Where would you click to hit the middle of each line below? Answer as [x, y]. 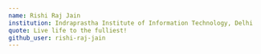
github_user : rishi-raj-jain [57, 38]
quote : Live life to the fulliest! [68, 30]
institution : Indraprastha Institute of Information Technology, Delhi [130, 23]
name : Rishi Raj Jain [45, 15]
